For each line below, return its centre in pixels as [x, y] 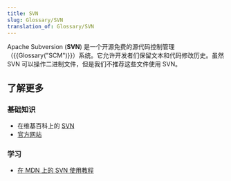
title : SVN [23, 13]
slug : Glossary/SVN [35, 20]
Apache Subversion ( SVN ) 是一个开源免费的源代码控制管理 [91, 47]
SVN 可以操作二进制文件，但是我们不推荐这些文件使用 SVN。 [94, 64]
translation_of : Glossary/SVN [51, 26]
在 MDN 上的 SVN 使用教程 [56, 171]
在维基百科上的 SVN [46, 126]
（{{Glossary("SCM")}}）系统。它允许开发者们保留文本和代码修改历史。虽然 [116, 55]
